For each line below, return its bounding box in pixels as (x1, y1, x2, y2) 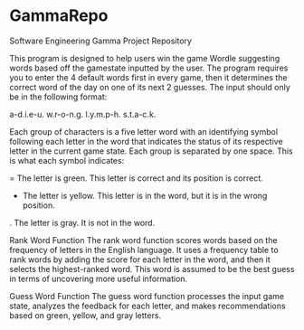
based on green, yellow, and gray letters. (9, 309, 161, 321)
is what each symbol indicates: (9, 155, 125, 165)
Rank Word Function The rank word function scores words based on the (9, 234, 278, 245)
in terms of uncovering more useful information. (9, 273, 188, 284)
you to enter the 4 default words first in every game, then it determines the (9, 71, 288, 82)
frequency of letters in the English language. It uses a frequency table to (9, 244, 279, 255)
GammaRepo (9, 5, 109, 26)
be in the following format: (9, 91, 108, 102)
